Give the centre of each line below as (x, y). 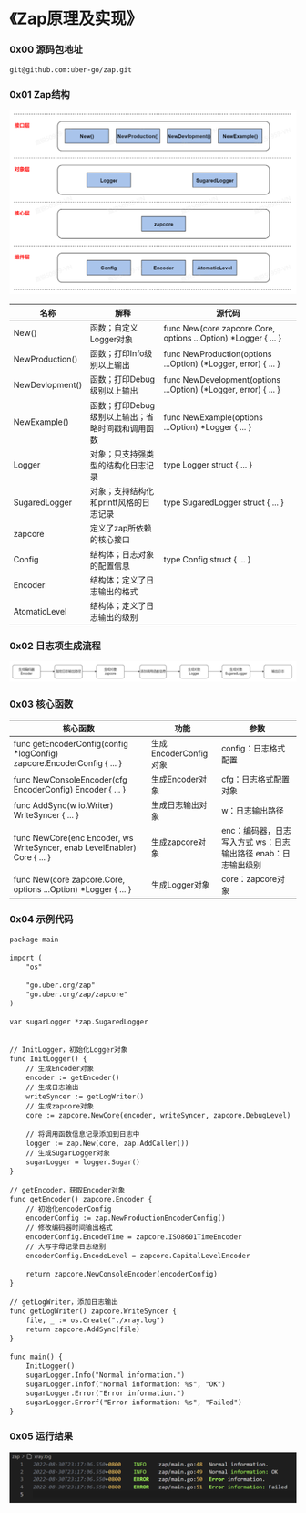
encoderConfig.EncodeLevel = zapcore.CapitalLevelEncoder (138, 1256)
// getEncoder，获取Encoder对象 (67, 1191)
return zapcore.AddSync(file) (83, 1329)
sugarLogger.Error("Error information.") (105, 1393)
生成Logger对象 (181, 885)
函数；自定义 (114, 327)
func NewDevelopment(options (222, 380)
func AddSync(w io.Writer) (63, 805)
